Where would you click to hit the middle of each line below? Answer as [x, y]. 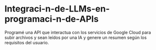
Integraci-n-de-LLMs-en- [57, 9]
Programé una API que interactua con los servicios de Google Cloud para [78, 32]
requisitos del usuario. [27, 42]
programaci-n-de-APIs [52, 19]
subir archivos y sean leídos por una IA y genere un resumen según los [76, 37]
